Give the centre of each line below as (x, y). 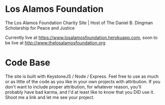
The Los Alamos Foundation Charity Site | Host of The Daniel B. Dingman (79, 23)
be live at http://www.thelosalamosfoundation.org (55, 42)
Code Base (28, 63)
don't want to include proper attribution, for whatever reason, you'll (73, 87)
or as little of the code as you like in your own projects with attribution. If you (83, 81)
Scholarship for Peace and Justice (40, 28)
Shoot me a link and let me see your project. (50, 97)
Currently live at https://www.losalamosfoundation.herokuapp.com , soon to (81, 37)
